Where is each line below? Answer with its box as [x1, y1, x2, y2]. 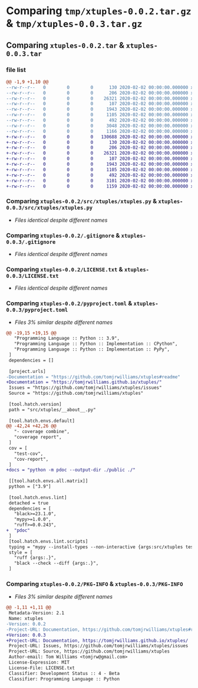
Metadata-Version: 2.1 [8, 610, 65, 616]
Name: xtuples [8, 615, 44, 622]
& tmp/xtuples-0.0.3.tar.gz [6, 17, 143, 30]
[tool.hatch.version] [8, 401, 62, 407]
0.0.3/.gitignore [6, 238, 56, 245]
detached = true [8, 500, 49, 506]
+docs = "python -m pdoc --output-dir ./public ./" [6, 467, 136, 473]
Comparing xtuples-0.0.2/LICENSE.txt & [6, 265, 123, 273]
